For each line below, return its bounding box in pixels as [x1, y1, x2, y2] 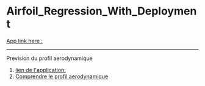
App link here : [6, 37, 43, 44]
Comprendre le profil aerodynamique [15, 73, 109, 80]
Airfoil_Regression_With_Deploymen [6, 4, 197, 18]
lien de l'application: [15, 66, 66, 73]
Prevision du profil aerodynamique [6, 55, 93, 62]
